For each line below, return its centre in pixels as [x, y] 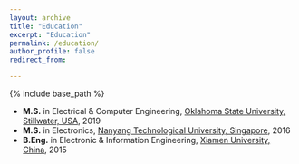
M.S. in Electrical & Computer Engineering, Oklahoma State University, [154, 111]
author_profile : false [52, 52]
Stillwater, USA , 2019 [62, 121]
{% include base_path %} [57, 93]
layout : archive [40, 18]
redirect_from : [38, 60]
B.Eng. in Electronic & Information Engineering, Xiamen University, [146, 140]
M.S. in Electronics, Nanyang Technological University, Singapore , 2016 [156, 130]
